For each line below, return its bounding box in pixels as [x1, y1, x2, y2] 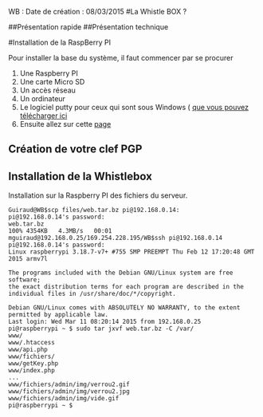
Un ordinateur [19, 94, 66, 103]
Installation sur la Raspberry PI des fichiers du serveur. [8, 191, 188, 200]
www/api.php [8, 346, 48, 354]
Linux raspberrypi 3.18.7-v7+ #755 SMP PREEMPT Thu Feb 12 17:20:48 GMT [8, 248, 255, 256]
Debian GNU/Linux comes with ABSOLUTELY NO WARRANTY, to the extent [8, 304, 241, 312]
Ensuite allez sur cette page [19, 120, 112, 128]
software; [8, 276, 41, 284]
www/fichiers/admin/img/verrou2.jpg [8, 387, 130, 395]
